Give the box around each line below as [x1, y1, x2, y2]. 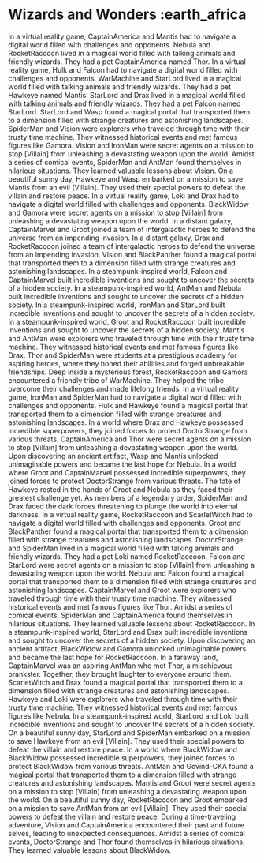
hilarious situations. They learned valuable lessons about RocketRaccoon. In [8, 618, 255, 628]
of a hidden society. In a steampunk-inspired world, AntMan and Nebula [8, 283, 242, 293]
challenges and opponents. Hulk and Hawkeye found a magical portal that [8, 400, 248, 410]
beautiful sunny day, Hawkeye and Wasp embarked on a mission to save [8, 174, 244, 183]
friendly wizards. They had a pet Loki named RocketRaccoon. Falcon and [8, 551, 246, 561]
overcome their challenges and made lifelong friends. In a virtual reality [8, 384, 240, 393]
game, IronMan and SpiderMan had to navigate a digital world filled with [8, 392, 242, 402]
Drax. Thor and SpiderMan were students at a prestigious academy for [8, 350, 238, 360]
